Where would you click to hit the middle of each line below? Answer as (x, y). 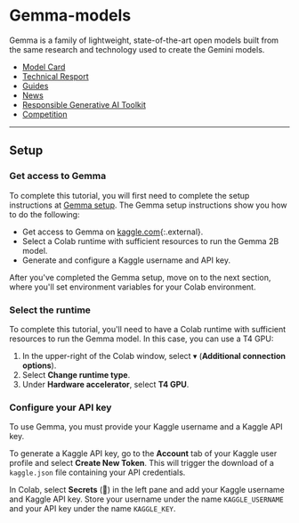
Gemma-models (70, 16)
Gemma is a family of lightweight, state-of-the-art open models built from (144, 40)
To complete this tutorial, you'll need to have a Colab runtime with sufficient (148, 329)
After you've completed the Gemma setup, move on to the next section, (140, 277)
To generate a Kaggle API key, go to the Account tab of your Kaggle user (143, 454)
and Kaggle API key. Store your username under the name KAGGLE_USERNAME (146, 499)
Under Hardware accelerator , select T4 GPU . (105, 384)
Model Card (44, 67)
